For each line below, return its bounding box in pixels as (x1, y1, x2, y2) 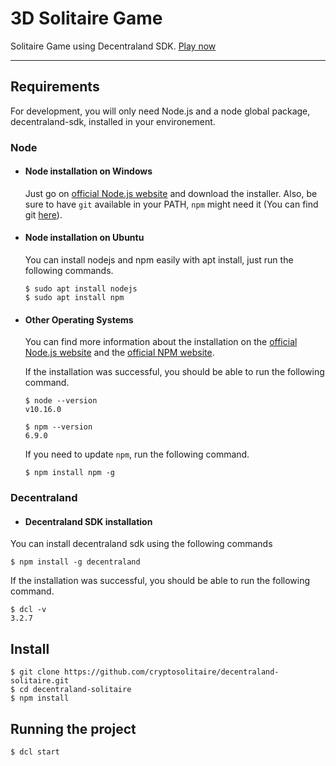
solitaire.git (10, 676, 70, 686)
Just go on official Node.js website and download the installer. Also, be (24, 187, 318, 199)
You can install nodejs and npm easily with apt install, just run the (24, 254, 294, 266)
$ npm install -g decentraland (10, 557, 141, 567)
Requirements (10, 78, 100, 96)
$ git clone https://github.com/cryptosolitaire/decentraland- (10, 667, 280, 677)
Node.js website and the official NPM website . (24, 347, 215, 359)
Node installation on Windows (24, 165, 153, 177)
